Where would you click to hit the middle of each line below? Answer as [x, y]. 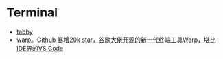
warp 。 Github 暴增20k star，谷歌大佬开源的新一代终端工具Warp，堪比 [116, 40]
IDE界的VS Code [40, 48]
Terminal [32, 13]
